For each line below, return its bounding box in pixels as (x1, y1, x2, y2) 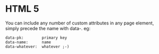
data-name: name (5, 39, 51, 45)
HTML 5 (5, 3, 39, 15)
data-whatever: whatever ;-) (5, 44, 70, 49)
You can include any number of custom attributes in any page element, (5, 20, 154, 26)
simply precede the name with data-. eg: (5, 25, 91, 31)
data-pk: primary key (5, 35, 67, 40)
